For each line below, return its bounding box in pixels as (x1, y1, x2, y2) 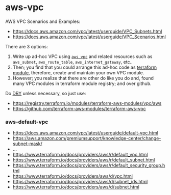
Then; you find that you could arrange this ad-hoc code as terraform (12, 64, 157, 70)
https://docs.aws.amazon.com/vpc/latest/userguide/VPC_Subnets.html (12, 28, 162, 34)
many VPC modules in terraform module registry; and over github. (12, 80, 152, 87)
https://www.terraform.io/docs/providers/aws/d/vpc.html (12, 173, 133, 179)
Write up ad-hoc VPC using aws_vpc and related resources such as (12, 53, 153, 60)
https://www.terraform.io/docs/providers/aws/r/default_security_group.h (12, 162, 165, 169)
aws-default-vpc (5, 118, 48, 125)
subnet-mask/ (12, 141, 42, 147)
